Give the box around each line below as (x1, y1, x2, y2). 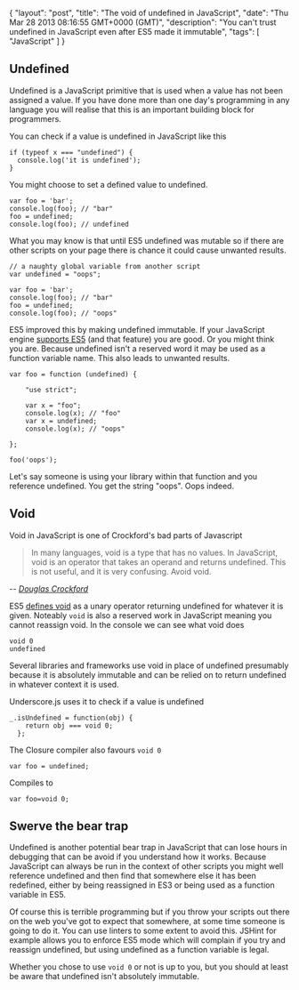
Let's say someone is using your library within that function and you (9, 471, 258, 481)
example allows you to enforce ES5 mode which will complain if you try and (9, 935, 287, 946)
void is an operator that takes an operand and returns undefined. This (30, 556, 287, 567)
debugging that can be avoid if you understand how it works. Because (9, 851, 267, 862)
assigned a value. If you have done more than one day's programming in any (9, 94, 290, 105)
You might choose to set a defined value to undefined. (9, 179, 208, 189)
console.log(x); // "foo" (25, 408, 122, 417)
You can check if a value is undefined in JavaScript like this (9, 131, 227, 141)
